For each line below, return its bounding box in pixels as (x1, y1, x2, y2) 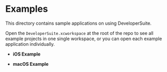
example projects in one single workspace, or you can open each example (5, 35, 162, 42)
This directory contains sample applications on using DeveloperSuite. (5, 20, 152, 26)
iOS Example (12, 51, 41, 57)
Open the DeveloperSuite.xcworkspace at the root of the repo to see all (5, 30, 154, 36)
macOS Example (12, 61, 49, 67)
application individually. (5, 41, 55, 47)
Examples (5, 3, 48, 15)
